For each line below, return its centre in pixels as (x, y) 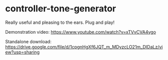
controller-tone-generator (61, 9)
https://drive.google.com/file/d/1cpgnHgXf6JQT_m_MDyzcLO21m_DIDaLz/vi (84, 47)
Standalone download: (28, 41)
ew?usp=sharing (23, 52)
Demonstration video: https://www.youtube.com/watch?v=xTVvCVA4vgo (81, 32)
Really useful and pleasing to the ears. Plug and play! (60, 22)
